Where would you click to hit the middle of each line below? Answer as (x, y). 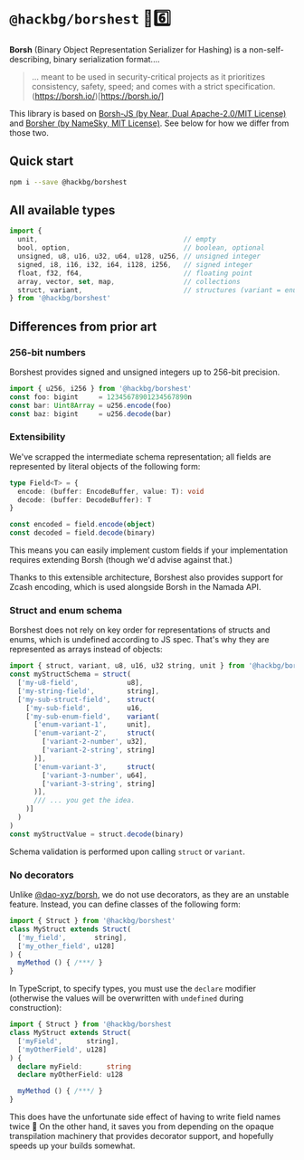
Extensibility (38, 437)
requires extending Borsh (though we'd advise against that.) (121, 560)
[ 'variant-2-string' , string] (99, 750)
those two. (29, 132)
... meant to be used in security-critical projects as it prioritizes (148, 76)
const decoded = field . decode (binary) (82, 533)
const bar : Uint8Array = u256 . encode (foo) (90, 405)
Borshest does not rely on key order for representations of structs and (140, 630)
